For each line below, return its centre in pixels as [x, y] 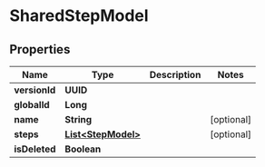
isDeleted [35, 149]
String [79, 119]
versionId [35, 90]
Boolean [83, 149]
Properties [40, 49]
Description [175, 75]
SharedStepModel [79, 16]
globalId [32, 105]
